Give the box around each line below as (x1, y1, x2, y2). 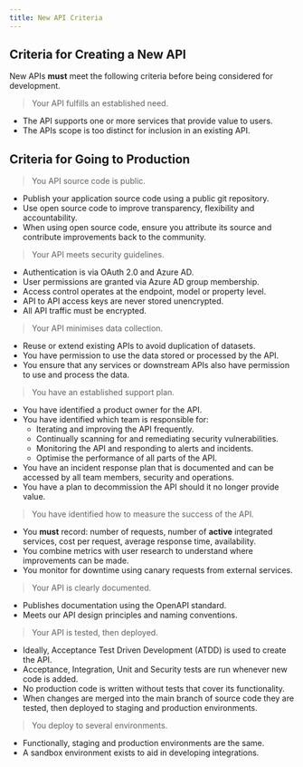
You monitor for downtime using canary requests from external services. (22, 565, 294, 576)
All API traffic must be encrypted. (22, 306, 147, 316)
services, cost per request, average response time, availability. (22, 536, 256, 547)
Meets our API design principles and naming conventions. (22, 609, 238, 621)
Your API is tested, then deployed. (31, 627, 158, 638)
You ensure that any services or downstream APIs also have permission (22, 360, 290, 371)
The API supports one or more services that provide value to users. (22, 115, 273, 127)
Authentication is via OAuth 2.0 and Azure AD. (22, 267, 194, 277)
